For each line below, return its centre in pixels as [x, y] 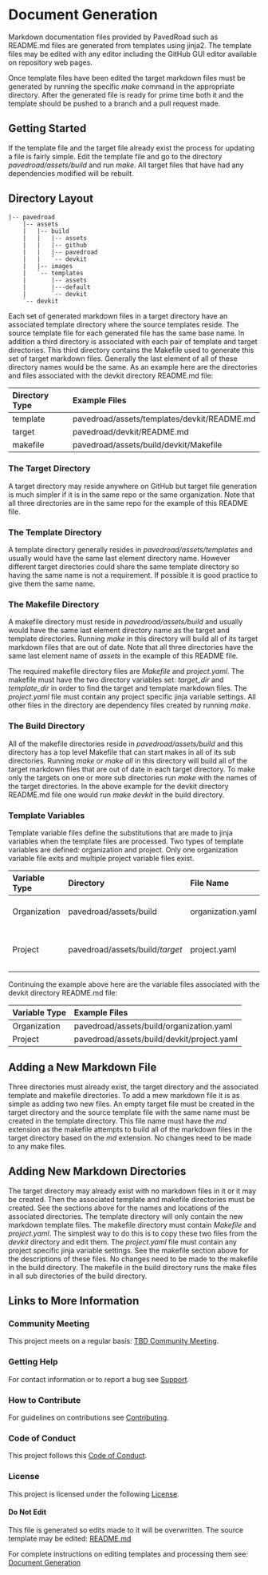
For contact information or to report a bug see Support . [99, 1379]
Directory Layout [51, 199]
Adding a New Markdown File [83, 1067]
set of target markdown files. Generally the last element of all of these [123, 359]
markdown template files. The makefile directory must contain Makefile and [132, 1224]
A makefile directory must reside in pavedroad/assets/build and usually [126, 622]
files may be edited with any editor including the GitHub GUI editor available [133, 54]
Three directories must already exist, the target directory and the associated [134, 1087]
